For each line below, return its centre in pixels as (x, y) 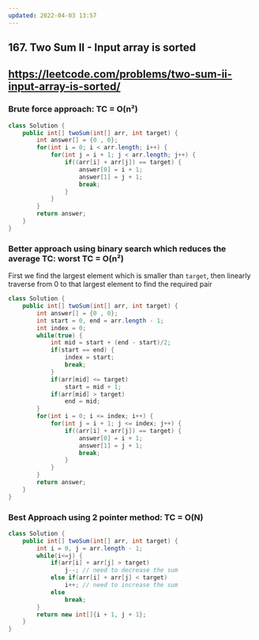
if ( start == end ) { (82, 350)
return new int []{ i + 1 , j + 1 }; (92, 614)
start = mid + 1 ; (93, 387)
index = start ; (89, 358)
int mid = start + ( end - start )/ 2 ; (111, 343)
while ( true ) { (60, 335)
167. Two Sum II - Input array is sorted (102, 48)
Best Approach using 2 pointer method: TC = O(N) (106, 517)
